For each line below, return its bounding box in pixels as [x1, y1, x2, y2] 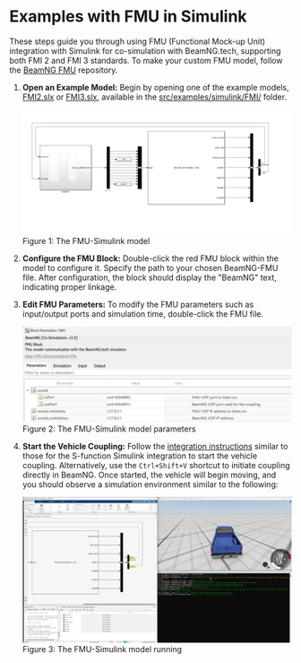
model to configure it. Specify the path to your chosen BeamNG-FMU [21, 263, 279, 274]
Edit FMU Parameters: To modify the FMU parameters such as [21, 299, 254, 310]
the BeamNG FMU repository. [9, 65, 118, 75]
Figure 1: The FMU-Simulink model [21, 236, 150, 247]
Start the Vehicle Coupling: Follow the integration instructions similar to [21, 441, 288, 452]
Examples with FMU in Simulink [9, 6, 248, 27]
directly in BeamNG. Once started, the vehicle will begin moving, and [21, 469, 277, 481]
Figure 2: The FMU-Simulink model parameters [21, 423, 196, 434]
